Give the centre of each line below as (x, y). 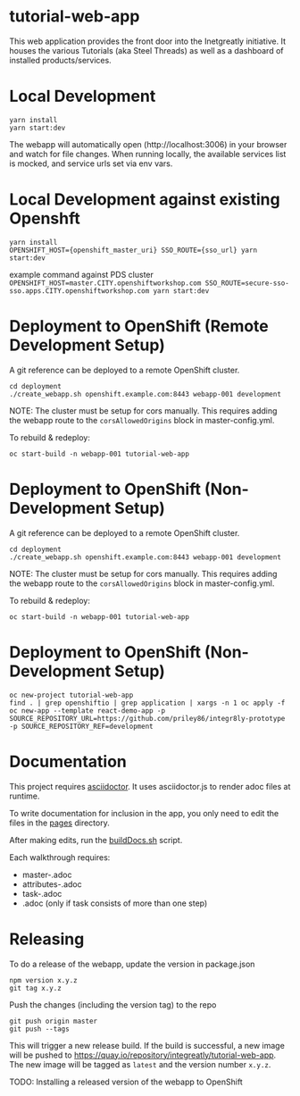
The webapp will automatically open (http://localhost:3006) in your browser (148, 144)
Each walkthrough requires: (60, 857)
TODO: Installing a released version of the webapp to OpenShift (126, 1082)
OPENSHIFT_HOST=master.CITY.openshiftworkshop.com (105, 283)
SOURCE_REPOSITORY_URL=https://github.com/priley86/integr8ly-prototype (147, 718)
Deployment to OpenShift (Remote (139, 326)
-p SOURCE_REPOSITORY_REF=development (81, 726)
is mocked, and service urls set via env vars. (91, 163)
